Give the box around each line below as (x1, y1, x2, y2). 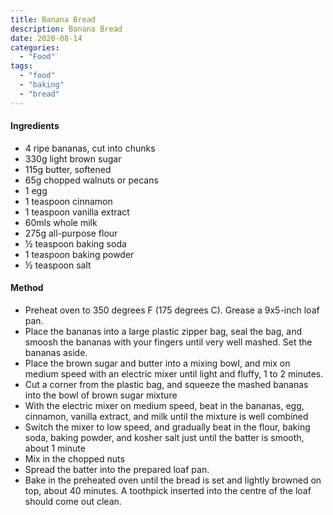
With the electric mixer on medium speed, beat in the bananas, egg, (24, 400, 305, 412)
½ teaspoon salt (24, 259, 92, 271)
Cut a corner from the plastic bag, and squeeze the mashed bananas (24, 379, 309, 391)
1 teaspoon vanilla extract (24, 206, 130, 218)
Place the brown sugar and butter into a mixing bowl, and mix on (24, 357, 291, 370)
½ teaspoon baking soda (24, 237, 127, 250)
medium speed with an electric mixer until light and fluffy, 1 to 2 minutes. (24, 368, 324, 380)
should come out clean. (24, 496, 122, 508)
